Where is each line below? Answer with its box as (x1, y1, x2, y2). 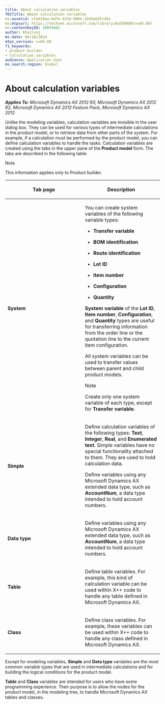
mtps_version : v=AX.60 (5, 39, 52, 44)
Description (107, 186, 136, 193)
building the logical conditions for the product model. (5, 669, 112, 675)
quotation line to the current (85, 336, 149, 343)
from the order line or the (85, 329, 143, 336)
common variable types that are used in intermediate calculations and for (5, 664, 153, 670)
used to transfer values (85, 359, 138, 366)
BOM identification (93, 239, 138, 245)
